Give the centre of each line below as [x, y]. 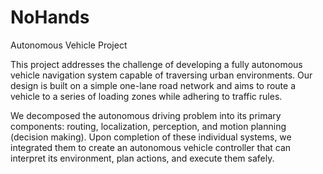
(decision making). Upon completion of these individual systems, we [151, 137]
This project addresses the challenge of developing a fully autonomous [156, 64]
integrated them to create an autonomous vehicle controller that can [151, 147]
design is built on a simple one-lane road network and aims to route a [153, 85]
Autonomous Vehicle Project [69, 45]
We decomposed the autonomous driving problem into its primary [146, 115]
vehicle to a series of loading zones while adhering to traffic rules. [146, 96]
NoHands [50, 17]
